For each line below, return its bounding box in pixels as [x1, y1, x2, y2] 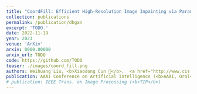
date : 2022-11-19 [6, 30, 49, 36]
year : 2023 [6, 36, 33, 41]
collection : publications [6, 14, 69, 20]
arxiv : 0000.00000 [6, 47, 51, 53]
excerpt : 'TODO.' [6, 25, 49, 31]
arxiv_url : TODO [6, 52, 46, 58]
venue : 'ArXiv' [6, 41, 43, 47]
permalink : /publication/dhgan [6, 19, 83, 25]
